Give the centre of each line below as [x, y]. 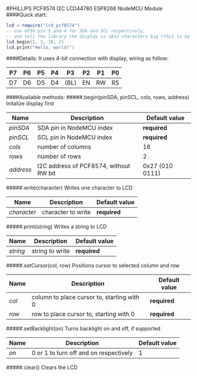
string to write [51, 251]
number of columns [64, 147]
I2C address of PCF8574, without [84, 166]
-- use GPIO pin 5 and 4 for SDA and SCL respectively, [76, 31]
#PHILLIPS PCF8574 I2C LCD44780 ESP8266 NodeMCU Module [84, 9]
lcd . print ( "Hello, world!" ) [40, 47]
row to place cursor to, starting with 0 [83, 314]
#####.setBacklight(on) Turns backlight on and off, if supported [83, 328]
